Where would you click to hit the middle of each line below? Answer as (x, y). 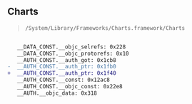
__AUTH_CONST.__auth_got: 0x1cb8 (66, 60)
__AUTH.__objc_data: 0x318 (57, 93)
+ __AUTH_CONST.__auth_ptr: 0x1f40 (62, 73)
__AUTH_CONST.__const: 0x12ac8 (64, 80)
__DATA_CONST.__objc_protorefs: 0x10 (73, 53)
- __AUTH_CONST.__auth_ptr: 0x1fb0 (62, 67)
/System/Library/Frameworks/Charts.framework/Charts (105, 28)
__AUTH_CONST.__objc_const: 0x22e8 (70, 87)
